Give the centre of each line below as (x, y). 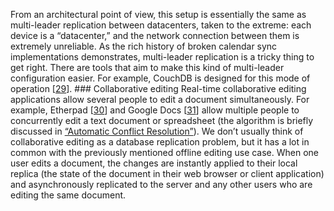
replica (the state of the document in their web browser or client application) (167, 173)
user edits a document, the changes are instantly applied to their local (154, 163)
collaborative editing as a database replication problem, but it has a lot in (160, 142)
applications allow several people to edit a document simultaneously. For (160, 99)
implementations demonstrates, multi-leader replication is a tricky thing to (162, 57)
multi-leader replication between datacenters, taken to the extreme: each (161, 25)
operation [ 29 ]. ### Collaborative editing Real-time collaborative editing (158, 88)
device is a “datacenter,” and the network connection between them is (155, 35)
